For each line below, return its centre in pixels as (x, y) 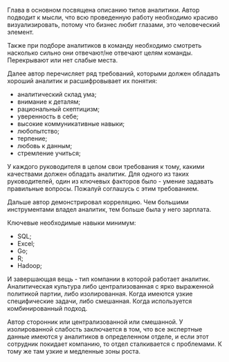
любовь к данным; (45, 146)
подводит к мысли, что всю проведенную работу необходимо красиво (113, 17)
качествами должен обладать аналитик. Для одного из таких (98, 174)
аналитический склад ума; (57, 94)
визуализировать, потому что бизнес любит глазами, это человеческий (113, 25)
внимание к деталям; (49, 102)
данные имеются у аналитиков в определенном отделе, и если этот (108, 336)
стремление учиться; (49, 153)
